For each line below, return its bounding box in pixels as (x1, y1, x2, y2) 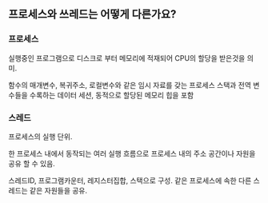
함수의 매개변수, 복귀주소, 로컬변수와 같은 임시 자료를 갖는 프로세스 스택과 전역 (8, 80, 252, 90)
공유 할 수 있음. (8, 158, 56, 168)
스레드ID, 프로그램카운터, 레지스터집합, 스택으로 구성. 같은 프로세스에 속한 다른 (8, 175, 252, 185)
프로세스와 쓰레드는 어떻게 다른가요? (8, 7, 177, 22)
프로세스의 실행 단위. (8, 131, 73, 141)
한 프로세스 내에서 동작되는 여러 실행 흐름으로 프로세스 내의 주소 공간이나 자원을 (8, 149, 256, 158)
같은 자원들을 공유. (29, 185, 88, 195)
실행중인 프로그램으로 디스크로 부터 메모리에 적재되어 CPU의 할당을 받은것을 (8, 53, 246, 62)
